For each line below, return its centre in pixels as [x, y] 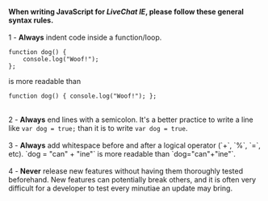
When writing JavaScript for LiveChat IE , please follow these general [126, 12]
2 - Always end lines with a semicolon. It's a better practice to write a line [131, 119]
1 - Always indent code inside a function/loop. [85, 37]
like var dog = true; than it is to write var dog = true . [98, 128]
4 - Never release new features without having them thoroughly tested [126, 171]
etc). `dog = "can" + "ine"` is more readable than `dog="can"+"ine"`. [122, 154]
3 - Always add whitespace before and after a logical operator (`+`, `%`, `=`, [134, 145]
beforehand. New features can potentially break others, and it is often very [132, 180]
